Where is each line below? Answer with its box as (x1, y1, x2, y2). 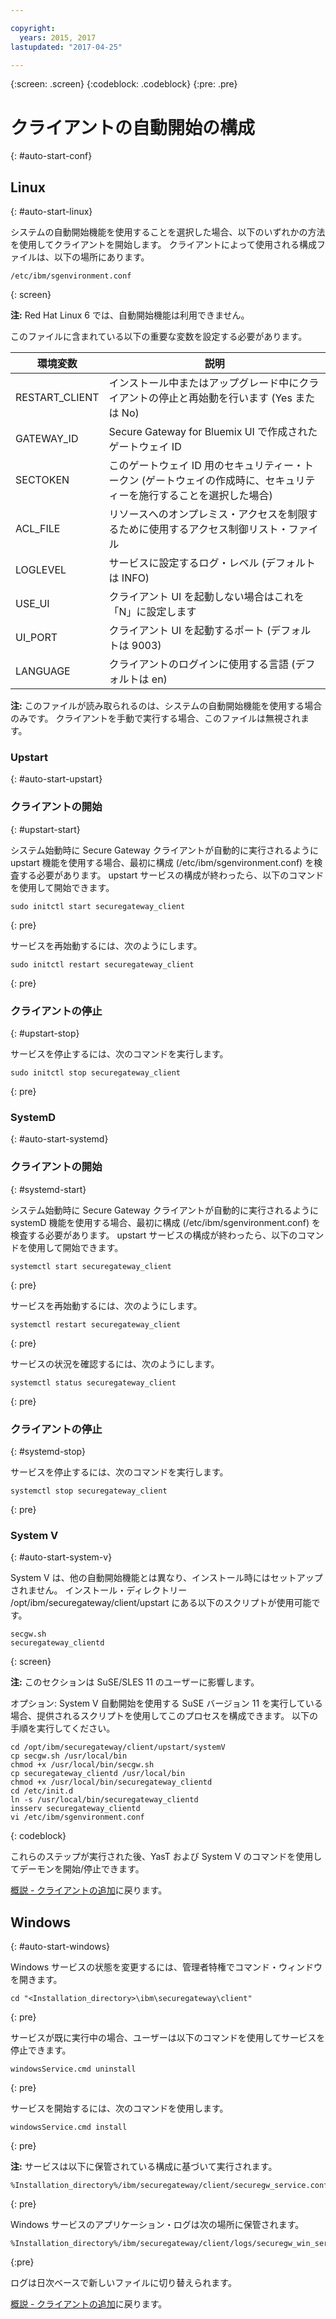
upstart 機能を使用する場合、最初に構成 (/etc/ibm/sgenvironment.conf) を (10, 856, 315, 868)
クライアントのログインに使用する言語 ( (108, 657, 296, 671)
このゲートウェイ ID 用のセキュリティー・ (108, 459, 305, 473)
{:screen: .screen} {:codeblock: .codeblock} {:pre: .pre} (10, 78, 238, 90)
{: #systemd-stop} (10, 1445, 86, 1457)
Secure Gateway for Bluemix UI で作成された (108, 425, 318, 439)
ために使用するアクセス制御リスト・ (118, 522, 289, 536)
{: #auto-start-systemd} (10, 1133, 109, 1145)
